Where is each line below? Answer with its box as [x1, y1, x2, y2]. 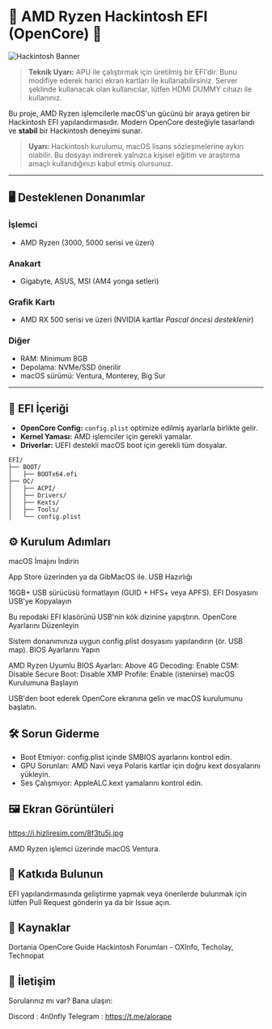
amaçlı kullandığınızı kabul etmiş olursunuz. [28, 158, 173, 169]
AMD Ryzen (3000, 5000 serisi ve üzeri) [19, 237, 155, 247]
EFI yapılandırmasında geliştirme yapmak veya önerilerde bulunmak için [8, 889, 247, 899]
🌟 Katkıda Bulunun [8, 867, 104, 882]
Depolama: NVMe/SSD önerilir [19, 362, 121, 372]
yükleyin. [19, 769, 51, 779]
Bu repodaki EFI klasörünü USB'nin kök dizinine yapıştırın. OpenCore [8, 612, 237, 622]
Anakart [8, 258, 41, 269]
